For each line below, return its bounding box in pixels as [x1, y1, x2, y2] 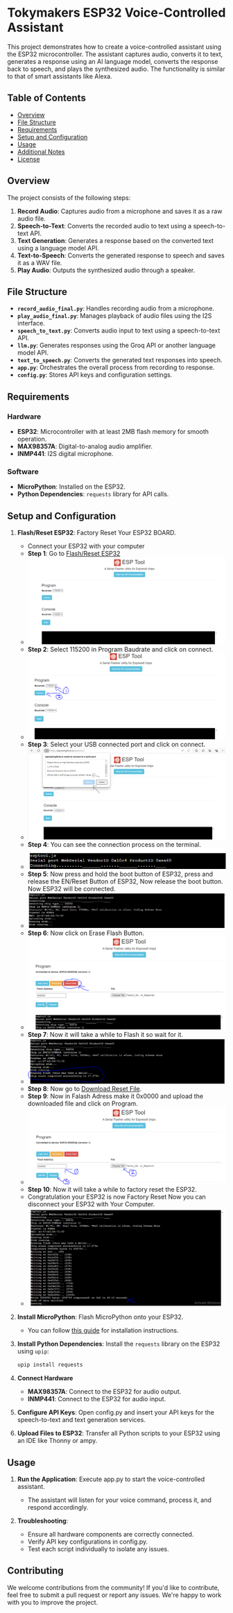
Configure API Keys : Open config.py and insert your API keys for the [17, 1408, 215, 1417]
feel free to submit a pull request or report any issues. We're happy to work [7, 1591, 222, 1599]
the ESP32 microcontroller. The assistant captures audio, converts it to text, [7, 50, 223, 58]
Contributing [7, 1565, 64, 1577]
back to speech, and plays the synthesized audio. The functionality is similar [7, 65, 225, 73]
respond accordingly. [27, 1503, 89, 1512]
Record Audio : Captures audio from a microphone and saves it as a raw [17, 207, 223, 215]
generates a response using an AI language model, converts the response [7, 57, 218, 65]
